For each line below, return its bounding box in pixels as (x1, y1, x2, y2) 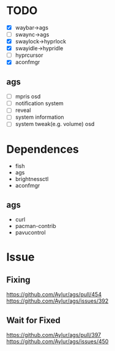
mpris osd (15, 93, 41, 100)
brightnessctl (15, 175, 49, 183)
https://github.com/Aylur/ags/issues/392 (6, 297, 109, 305)
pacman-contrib (15, 223, 56, 230)
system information (15, 114, 64, 121)
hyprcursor (15, 51, 43, 59)
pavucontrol (15, 229, 46, 236)
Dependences (6, 142, 80, 156)
